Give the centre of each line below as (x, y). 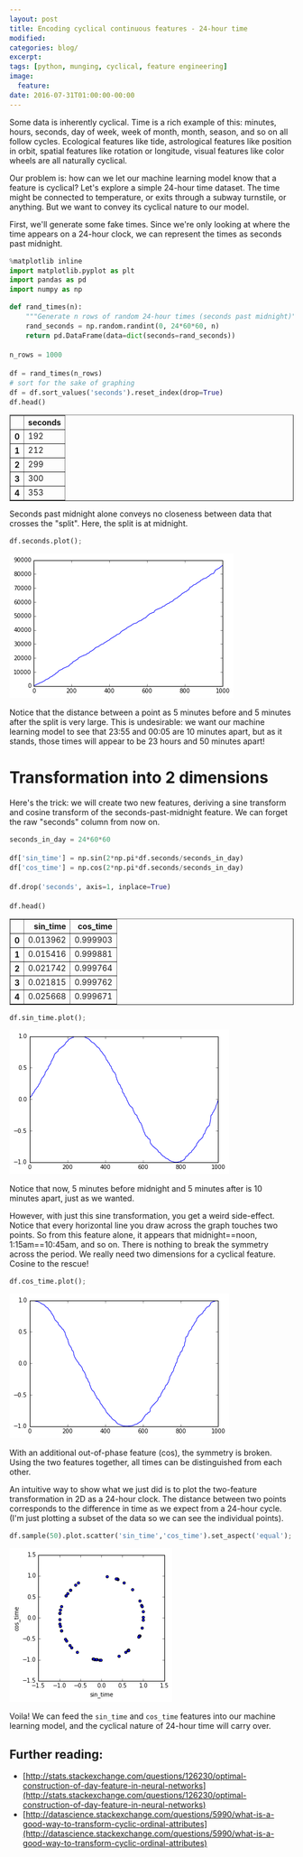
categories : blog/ (44, 48)
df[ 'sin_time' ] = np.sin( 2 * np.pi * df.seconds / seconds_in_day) (127, 859)
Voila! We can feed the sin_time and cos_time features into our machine (142, 1716)
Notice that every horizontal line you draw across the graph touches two (143, 1226)
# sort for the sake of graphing (72, 384)
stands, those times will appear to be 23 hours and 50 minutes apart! (138, 741)
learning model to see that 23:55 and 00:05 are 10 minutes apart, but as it (146, 731)
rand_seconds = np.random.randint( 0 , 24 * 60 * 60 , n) (123, 326)
